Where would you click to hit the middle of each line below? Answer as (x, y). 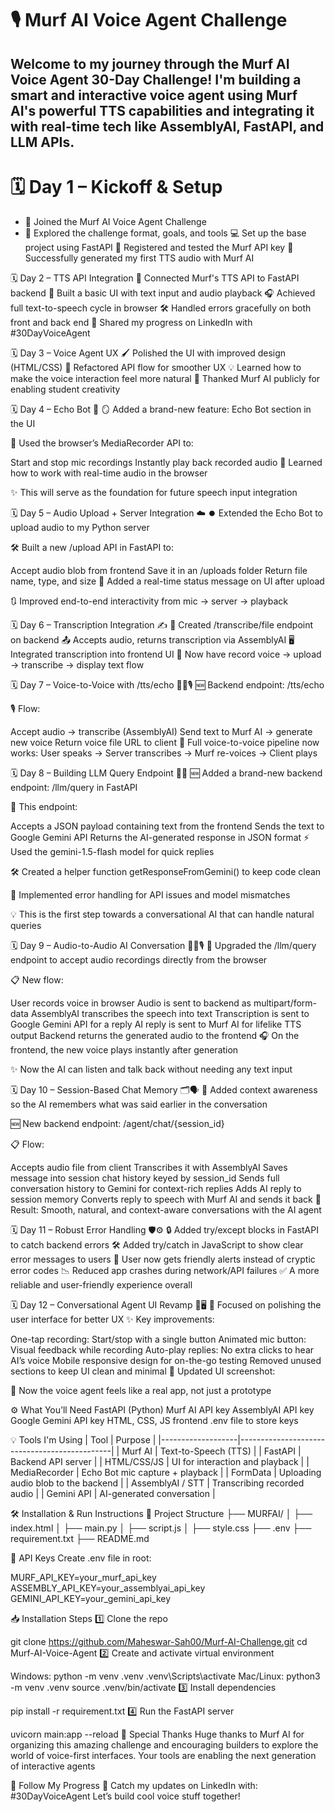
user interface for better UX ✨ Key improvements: (112, 1319)
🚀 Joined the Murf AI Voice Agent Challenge (115, 221)
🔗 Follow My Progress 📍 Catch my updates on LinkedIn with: (134, 1785)
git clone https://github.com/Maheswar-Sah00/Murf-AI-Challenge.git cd (159, 1641)
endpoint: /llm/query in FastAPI (74, 787)
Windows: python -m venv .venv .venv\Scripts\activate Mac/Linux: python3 (165, 1676)
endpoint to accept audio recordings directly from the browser (139, 959)
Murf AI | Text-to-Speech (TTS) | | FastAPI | (211, 1451)
